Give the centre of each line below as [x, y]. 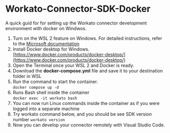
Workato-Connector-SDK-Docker [78, 9]
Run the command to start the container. [55, 82]
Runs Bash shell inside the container [51, 92]
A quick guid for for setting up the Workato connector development [76, 23]
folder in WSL [27, 76]
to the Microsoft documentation [46, 43]
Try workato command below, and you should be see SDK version [82, 114]
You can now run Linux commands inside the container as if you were [86, 103]
